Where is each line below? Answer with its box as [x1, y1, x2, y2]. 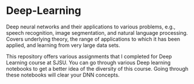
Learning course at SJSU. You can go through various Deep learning [6, 59, 171, 66]
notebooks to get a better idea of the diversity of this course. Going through [6, 65, 189, 72]
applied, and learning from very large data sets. [6, 42, 120, 49]
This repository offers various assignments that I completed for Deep [6, 53, 172, 60]
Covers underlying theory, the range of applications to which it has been [6, 35, 181, 42]
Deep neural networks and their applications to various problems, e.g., [6, 23, 176, 30]
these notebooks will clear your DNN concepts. [6, 71, 120, 78]
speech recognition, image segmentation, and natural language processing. [6, 29, 188, 36]
